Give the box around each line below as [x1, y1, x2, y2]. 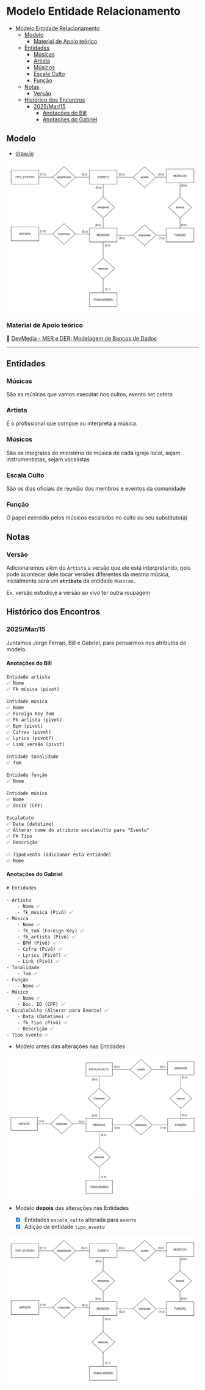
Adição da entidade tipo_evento [24, 1223, 106, 1231]
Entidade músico [6, 790, 48, 796]
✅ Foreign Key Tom [6, 711, 54, 717]
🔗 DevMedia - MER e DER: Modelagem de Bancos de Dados [6, 335, 157, 342]
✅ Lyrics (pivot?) [6, 735, 54, 741]
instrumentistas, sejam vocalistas [6, 455, 90, 463]
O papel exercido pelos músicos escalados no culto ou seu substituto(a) [6, 514, 188, 521]
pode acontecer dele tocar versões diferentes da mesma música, [6, 570, 170, 578]
